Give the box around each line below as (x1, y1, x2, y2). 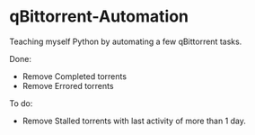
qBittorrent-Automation (9, 6, 189, 27)
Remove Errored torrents (22, 80, 114, 91)
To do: (9, 97, 33, 109)
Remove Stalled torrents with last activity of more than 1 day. (22, 115, 247, 126)
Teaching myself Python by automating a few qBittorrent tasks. (9, 36, 242, 47)
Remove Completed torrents (22, 70, 127, 82)
